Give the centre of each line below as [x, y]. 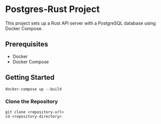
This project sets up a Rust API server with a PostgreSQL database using [80, 23]
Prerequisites [27, 44]
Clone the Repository [32, 101]
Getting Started [30, 78]
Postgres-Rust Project [53, 9]
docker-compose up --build [33, 89]
